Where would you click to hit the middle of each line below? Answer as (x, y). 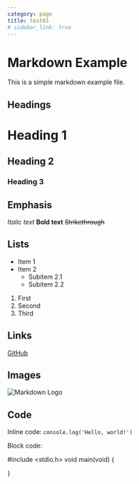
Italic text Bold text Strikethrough (56, 222)
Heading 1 (37, 135)
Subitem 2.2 (46, 284)
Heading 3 (26, 182)
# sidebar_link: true (40, 27)
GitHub (18, 353)
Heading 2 (31, 161)
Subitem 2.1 (45, 277)
